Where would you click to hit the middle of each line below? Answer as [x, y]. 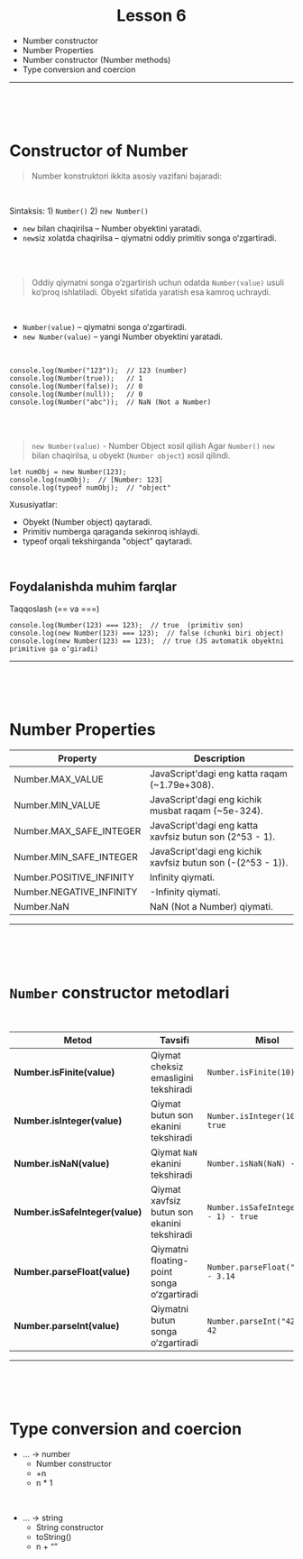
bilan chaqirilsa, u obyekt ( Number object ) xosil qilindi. [131, 455]
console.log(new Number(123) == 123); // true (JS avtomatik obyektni [147, 641]
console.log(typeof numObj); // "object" [90, 488]
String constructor [70, 1527]
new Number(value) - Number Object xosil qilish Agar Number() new [153, 445]
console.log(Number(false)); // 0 [76, 386]
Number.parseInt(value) [67, 1325]
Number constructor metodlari [119, 992]
